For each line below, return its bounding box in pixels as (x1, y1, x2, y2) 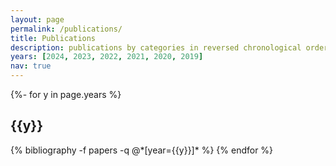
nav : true (10, 61, 52, 71)
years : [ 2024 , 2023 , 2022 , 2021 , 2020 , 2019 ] (10, 52, 204, 62)
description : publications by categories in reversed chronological (10, 42, 302, 53)
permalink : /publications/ (10, 24, 123, 34)
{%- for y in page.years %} (10, 89, 122, 100)
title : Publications (10, 33, 97, 43)
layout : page (10, 14, 65, 25)
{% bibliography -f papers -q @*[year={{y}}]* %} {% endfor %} (10, 144, 274, 156)
